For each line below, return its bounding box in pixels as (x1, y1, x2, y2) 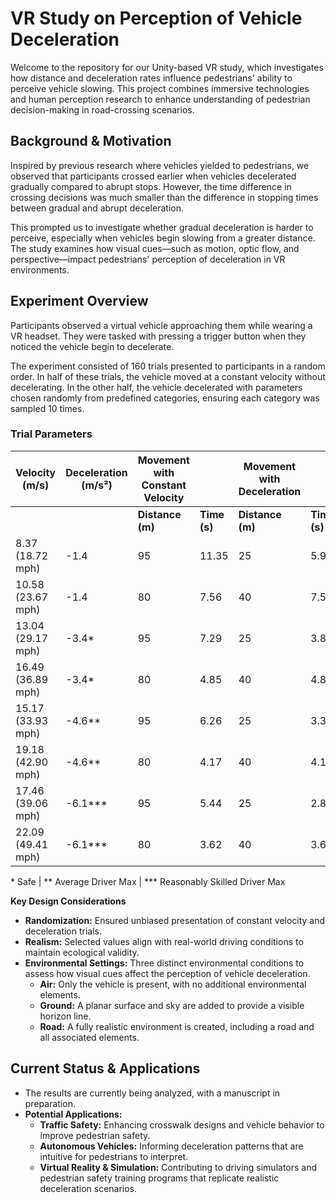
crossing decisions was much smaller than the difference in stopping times (10, 191, 319, 203)
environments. (10, 263, 70, 276)
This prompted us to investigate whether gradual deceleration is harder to (10, 221, 314, 233)
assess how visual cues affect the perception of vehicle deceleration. (24, 967, 311, 979)
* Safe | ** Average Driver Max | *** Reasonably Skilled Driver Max (10, 875, 286, 887)
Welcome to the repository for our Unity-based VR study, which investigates (10, 61, 324, 73)
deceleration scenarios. (39, 1182, 138, 1194)
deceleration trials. (24, 925, 103, 937)
